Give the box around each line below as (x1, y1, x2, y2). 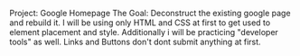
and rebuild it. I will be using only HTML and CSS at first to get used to (9, 17, 271, 28)
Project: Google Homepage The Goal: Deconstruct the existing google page (9, 8, 291, 18)
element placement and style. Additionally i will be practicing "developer (9, 27, 278, 37)
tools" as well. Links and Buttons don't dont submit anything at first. (9, 36, 261, 47)
